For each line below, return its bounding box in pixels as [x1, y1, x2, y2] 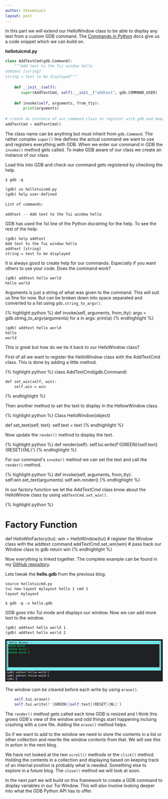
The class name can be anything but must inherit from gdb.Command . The [5, 131, 153, 137]
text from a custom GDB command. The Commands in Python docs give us [5, 33, 160, 39]
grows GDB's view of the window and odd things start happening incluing [5, 716, 156, 722]
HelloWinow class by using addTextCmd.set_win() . [5, 492, 108, 498]
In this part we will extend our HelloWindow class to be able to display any [5, 28, 158, 34]
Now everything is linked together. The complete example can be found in [5, 556, 157, 562]
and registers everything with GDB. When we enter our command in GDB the [5, 141, 163, 147]
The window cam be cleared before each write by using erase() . [5, 686, 138, 692]
